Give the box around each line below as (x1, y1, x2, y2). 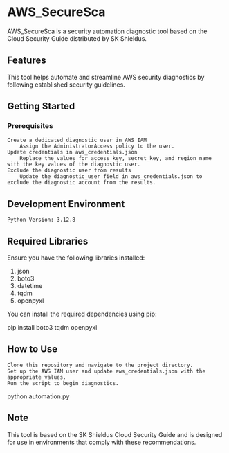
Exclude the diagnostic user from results (7, 167, 131, 174)
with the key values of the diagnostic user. (7, 161, 140, 168)
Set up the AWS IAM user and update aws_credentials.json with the (7, 368, 206, 375)
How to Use (7, 344, 58, 355)
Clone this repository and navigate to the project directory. (7, 362, 194, 368)
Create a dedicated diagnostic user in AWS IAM (7, 136, 147, 144)
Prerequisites (7, 121, 53, 131)
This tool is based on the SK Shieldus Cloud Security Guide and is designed (7, 430, 223, 438)
